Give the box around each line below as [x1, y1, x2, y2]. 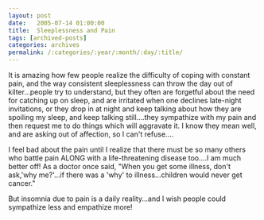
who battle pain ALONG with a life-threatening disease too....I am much [8, 153, 241, 163]
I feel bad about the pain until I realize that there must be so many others [8, 145, 247, 154]
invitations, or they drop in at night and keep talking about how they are [8, 104, 242, 114]
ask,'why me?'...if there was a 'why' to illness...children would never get [8, 170, 243, 179]
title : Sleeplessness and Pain [8, 26, 115, 34]
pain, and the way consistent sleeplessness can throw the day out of [8, 79, 233, 88]
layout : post [8, 11, 52, 20]
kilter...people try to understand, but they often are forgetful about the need [8, 87, 255, 96]
